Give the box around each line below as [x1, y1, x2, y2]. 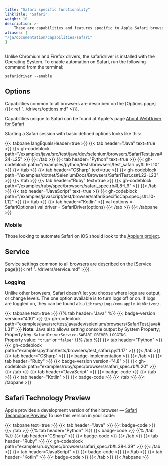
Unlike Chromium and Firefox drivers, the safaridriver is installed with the [5, 53, 155, 59]
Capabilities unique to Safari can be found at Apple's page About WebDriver [5, 115, 162, 121]
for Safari [5, 121, 24, 127]
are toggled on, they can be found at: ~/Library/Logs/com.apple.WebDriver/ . [5, 300, 161, 306]
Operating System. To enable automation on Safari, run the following [5, 58, 146, 65]
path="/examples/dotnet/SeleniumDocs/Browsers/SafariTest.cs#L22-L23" [5, 172, 159, 178]
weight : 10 [5, 16, 28, 21]
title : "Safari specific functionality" [5, 7, 91, 12]
